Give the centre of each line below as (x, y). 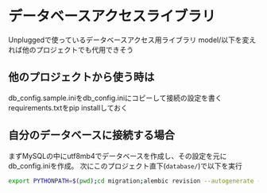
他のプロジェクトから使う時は (81, 77)
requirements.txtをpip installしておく (68, 107)
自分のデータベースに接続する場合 (91, 135)
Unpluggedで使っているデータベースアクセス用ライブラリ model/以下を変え (132, 40)
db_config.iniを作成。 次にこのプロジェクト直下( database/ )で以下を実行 (125, 166)
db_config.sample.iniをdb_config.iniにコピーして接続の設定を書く (115, 98)
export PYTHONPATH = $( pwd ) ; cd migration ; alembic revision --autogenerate (131, 181)
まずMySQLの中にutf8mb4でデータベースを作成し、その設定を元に (118, 156)
